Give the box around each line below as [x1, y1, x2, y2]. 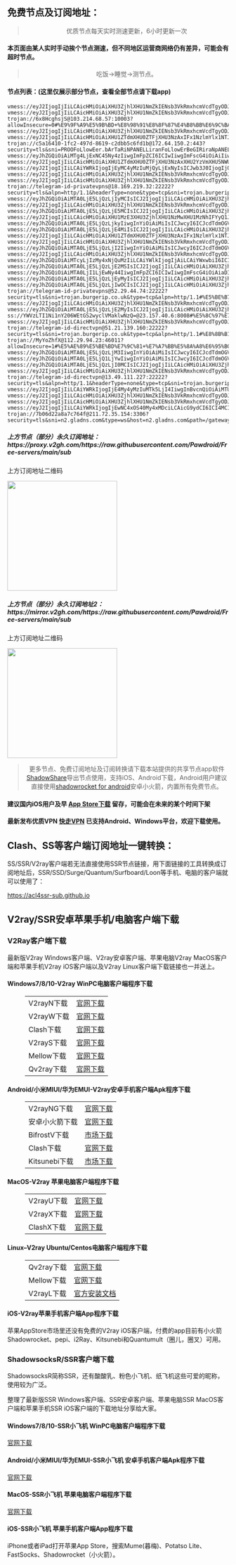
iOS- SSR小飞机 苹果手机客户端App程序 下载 [7, 1524, 133, 1533]
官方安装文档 [73, 1288, 117, 1298]
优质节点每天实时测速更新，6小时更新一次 [66, 27, 188, 35]
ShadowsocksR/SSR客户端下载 [7, 1354, 114, 1364]
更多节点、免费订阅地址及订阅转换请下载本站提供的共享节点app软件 [29, 765, 225, 773]
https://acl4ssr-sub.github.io [7, 891, 90, 900]
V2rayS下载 [28, 1038, 67, 1048]
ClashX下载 [28, 1222, 67, 1232]
